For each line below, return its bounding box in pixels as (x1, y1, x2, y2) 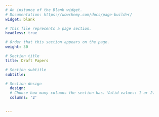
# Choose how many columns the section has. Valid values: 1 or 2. (10, 90, 155, 96)
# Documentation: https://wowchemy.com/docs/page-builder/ (5, 12, 133, 17)
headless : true (5, 31, 37, 36)
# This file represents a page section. (5, 26, 92, 31)
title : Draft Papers (5, 58, 49, 63)
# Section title (5, 53, 39, 58)
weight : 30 (5, 44, 28, 49)
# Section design (5, 81, 42, 86)
